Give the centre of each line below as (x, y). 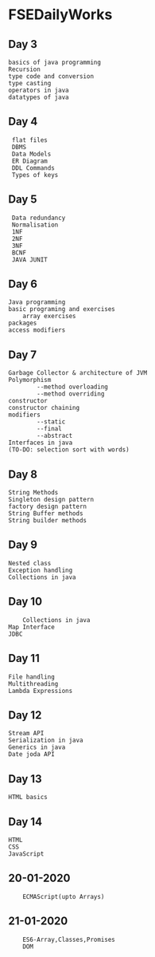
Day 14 (25, 822)
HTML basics (28, 797)
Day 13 (25, 779)
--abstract (55, 436)
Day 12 (25, 715)
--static (51, 422)
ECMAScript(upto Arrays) (64, 896)
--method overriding (71, 394)
